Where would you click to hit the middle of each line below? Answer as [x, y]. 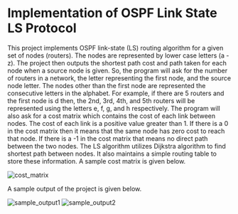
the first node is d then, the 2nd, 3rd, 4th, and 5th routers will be [101, 100]
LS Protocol [42, 28]
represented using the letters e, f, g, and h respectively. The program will [114, 108]
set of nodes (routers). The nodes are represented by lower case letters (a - [118, 55]
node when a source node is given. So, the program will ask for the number [118, 70]
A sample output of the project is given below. [75, 188]
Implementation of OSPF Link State [113, 13]
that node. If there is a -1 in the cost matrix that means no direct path [108, 138]
